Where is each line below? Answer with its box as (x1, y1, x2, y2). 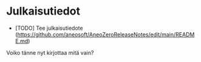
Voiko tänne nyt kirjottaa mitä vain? (6, 49, 94, 56)
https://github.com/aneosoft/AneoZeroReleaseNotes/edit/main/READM (17, 30, 195, 38)
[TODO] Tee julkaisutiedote (15, 24, 83, 32)
